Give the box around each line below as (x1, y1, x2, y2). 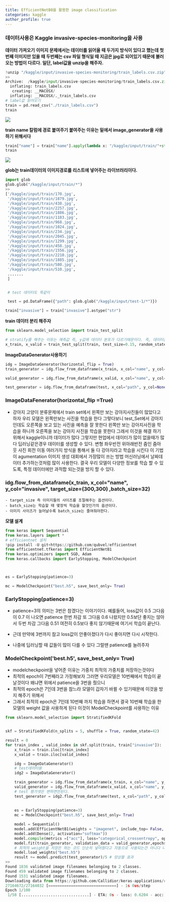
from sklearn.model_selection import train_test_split (5, 328, 123, 333)
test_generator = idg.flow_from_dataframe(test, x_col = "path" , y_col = (5, 385, 157, 390)
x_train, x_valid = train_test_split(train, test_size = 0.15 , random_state (5, 342, 166, 347)
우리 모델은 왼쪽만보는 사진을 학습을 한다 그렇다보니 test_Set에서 (22, 415, 150, 421)
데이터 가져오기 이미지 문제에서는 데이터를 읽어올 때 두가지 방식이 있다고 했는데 (5, 47, 159, 53)
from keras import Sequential (5, 528, 69, 533)
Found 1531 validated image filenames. (5, 874, 90, 879)
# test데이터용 (14, 766, 42, 771)
